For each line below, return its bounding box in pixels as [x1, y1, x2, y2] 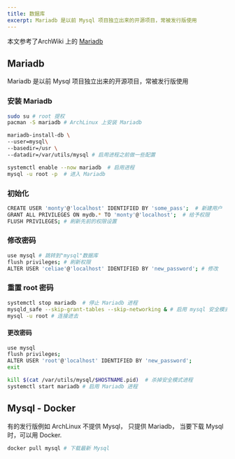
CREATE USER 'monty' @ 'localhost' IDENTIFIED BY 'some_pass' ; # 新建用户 [7, 205, 222, 212]
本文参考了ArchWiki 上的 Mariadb [7, 36, 104, 46]
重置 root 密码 [7, 283, 54, 293]
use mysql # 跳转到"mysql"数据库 [7, 252, 99, 259]
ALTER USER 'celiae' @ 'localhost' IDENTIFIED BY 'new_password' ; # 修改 [7, 265, 219, 272]
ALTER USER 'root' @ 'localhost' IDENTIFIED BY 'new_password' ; [7, 357, 192, 364]
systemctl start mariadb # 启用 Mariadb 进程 [7, 383, 138, 390]
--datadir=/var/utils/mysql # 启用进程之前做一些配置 [7, 151, 156, 158]
